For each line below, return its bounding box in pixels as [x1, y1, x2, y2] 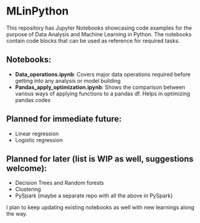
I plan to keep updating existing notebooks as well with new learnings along [6, 204, 195, 211]
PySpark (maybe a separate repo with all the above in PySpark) [15, 192, 173, 199]
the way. [6, 210, 28, 218]
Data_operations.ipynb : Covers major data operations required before [15, 71, 191, 78]
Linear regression [15, 130, 59, 137]
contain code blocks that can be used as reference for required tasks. [6, 37, 180, 44]
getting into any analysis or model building [15, 77, 121, 84]
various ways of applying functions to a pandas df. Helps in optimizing [15, 89, 190, 97]
